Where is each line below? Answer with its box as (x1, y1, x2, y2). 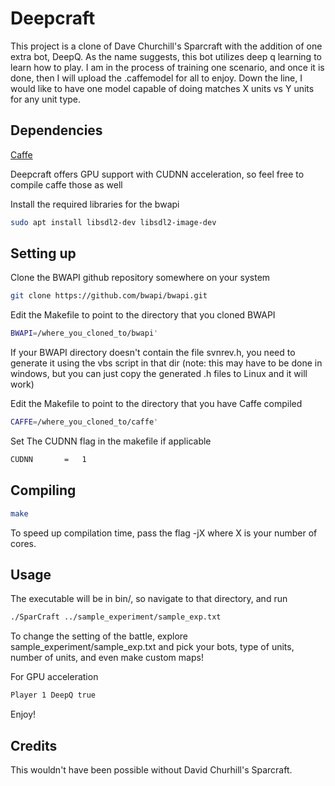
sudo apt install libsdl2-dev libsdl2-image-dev (10, 217, 217, 227)
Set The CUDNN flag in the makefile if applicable (10, 435, 212, 447)
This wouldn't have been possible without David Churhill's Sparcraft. (10, 764, 293, 776)
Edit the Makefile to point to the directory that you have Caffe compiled (10, 398, 303, 410)
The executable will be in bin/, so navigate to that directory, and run (10, 593, 288, 605)
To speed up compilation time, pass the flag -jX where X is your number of (10, 527, 318, 539)
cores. (10, 537, 37, 549)
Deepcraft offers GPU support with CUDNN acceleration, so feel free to (10, 168, 305, 180)
